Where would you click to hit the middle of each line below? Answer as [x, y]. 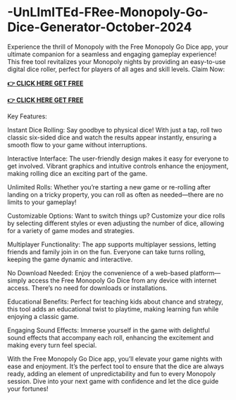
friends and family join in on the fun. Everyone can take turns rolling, [106, 251]
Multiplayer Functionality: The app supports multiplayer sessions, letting [112, 244]
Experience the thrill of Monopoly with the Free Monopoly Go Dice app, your [118, 46]
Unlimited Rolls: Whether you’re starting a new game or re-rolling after [109, 187]
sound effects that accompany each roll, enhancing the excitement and [111, 337]
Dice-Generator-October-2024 [100, 27]
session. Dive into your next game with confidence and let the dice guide [113, 381]
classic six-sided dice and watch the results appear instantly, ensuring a [112, 137]
